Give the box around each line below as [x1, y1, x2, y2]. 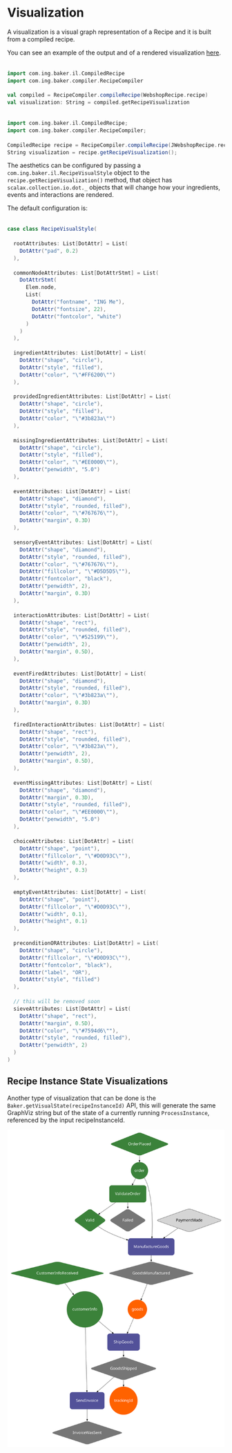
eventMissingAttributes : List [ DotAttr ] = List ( [13, 779, 153, 786]
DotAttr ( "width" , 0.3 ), [19, 860, 88, 866]
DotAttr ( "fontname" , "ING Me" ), [32, 298, 126, 305]
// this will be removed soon [13, 998, 100, 1005]
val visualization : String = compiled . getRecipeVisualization [7, 99, 190, 106]
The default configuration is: [7, 204, 88, 212]
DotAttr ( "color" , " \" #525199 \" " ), [19, 634, 119, 640]
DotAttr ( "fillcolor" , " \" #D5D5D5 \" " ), [19, 568, 131, 575]
